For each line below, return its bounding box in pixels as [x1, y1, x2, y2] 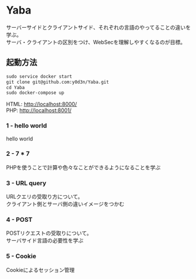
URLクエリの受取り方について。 [6, 193, 84, 201]
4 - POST [6, 216, 33, 224]
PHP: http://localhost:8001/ [6, 107, 72, 114]
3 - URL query [6, 179, 46, 187]
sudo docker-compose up [6, 90, 65, 96]
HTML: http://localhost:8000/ [6, 101, 78, 108]
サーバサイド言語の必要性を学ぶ [6, 237, 84, 244]
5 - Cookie [6, 252, 36, 260]
